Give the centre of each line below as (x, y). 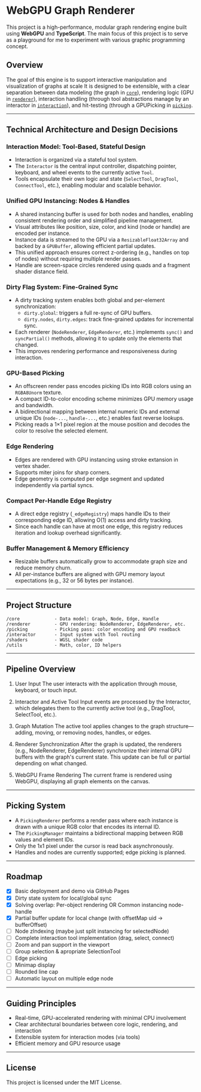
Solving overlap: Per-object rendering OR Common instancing (91, 905)
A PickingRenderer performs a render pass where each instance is (96, 820)
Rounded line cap (36, 972)
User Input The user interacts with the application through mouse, (96, 684)
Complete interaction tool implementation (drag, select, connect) (95, 938)
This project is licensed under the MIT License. (64, 1082)
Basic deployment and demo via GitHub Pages (72, 891)
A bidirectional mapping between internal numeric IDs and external (97, 411)
